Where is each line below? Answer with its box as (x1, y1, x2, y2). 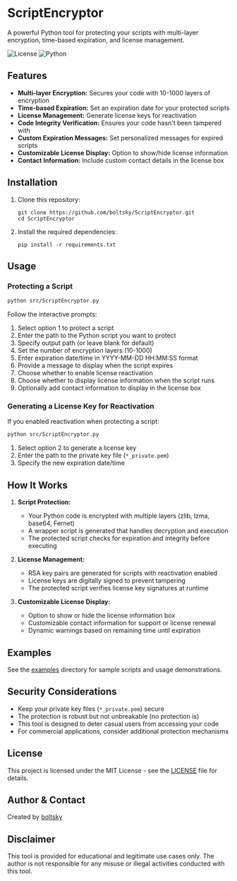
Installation (7, 176, 58, 188)
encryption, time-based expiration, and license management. (7, 35, 185, 44)
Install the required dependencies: (17, 227, 118, 236)
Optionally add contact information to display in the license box (17, 384, 201, 392)
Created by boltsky (7, 813, 63, 821)
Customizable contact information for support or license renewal (28, 619, 217, 627)
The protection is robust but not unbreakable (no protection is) (17, 712, 200, 720)
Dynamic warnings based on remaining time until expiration (28, 626, 201, 635)
